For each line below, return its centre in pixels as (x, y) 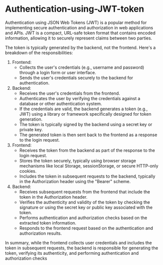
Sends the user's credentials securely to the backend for (76, 78)
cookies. (28, 171)
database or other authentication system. (61, 103)
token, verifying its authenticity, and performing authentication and (72, 253)
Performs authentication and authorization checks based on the (83, 218)
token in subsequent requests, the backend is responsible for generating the (81, 248)
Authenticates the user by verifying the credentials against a (80, 98)
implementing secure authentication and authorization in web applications (79, 27)
